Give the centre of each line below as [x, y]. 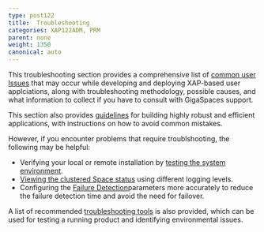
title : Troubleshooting [49, 23]
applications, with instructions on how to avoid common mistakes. [115, 123]
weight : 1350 [30, 45]
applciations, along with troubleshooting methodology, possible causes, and [132, 91]
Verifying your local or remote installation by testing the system [123, 162]
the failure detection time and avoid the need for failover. [112, 196]
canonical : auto [35, 52]
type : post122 [32, 15]
